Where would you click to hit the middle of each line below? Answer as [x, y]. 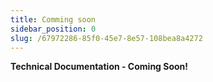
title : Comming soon [53, 19]
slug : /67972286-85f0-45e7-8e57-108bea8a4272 [106, 38]
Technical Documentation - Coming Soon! [99, 67]
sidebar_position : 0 [53, 29]
